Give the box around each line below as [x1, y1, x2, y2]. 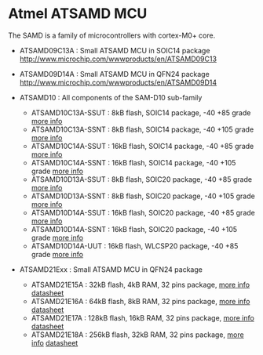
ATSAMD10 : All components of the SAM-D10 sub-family [19, 92, 203, 102]
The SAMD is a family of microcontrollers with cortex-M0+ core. [8, 31, 216, 40]
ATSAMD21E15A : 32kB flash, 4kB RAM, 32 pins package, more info [31, 280, 250, 289]
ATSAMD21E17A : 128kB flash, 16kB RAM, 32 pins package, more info [31, 313, 255, 322]
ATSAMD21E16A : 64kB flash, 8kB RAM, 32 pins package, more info [31, 296, 250, 306]
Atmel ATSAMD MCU [8, 5, 148, 23]
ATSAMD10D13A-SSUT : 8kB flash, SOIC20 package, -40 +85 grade [31, 174, 253, 184]
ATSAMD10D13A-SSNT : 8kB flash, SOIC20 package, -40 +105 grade [31, 191, 255, 201]
